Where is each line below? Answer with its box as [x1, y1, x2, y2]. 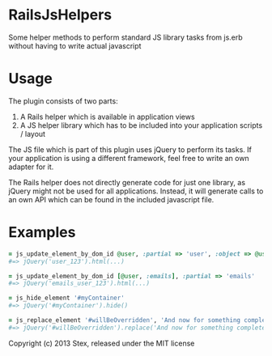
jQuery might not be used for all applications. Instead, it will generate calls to [8, 186, 264, 196]
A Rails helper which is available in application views [19, 112, 196, 121]
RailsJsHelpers [8, 6, 113, 24]
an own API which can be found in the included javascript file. [8, 194, 215, 204]
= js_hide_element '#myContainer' [8, 294, 125, 303]
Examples [8, 223, 76, 242]
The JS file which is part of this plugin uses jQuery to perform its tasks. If [8, 144, 253, 155]
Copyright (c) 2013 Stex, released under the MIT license [8, 338, 195, 348]
